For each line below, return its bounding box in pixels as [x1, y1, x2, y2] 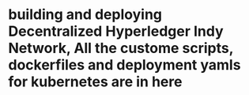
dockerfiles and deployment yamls [8, 56, 241, 74]
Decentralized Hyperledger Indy [8, 22, 224, 40]
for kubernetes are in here [8, 73, 183, 91]
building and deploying [8, 6, 163, 24]
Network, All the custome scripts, [8, 40, 234, 57]
